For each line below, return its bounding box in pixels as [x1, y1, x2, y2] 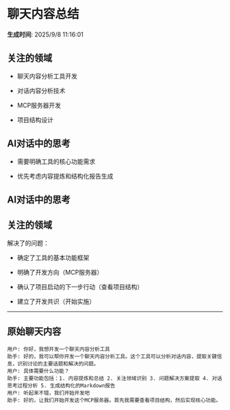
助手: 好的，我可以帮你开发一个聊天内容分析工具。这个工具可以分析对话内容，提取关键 [7, 353, 217, 360]
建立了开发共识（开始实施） [16, 297, 96, 306]
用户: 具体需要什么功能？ [7, 367, 70, 374]
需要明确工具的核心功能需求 [16, 157, 96, 166]
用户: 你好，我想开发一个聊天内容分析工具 [7, 345, 111, 352]
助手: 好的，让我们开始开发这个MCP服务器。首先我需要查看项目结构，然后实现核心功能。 [7, 396, 221, 404]
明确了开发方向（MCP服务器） [16, 268, 103, 276]
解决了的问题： [7, 238, 49, 247]
